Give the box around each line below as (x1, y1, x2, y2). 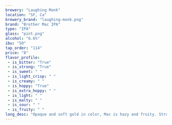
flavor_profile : (5, 55, 40, 60)
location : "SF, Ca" (5, 12, 47, 17)
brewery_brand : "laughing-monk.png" (5, 17, 83, 22)
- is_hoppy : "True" (7, 83, 50, 88)
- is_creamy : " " (7, 79, 45, 84)
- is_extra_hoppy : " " (7, 88, 56, 93)
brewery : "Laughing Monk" (5, 7, 60, 13)
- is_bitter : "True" (7, 60, 52, 65)
